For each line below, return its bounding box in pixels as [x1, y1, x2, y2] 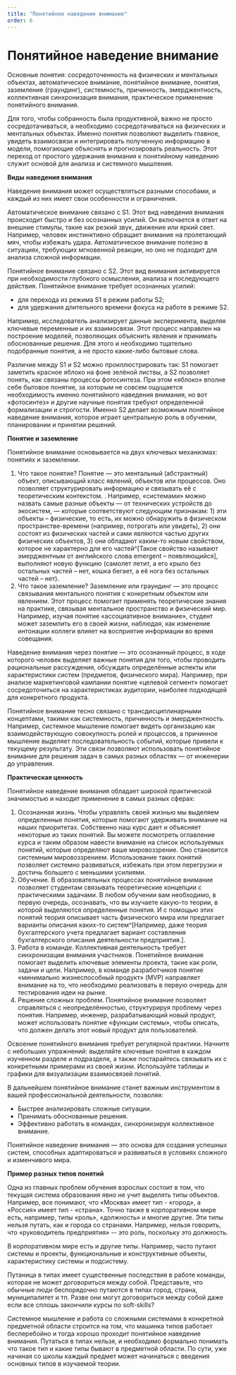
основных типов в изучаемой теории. [7, 1359, 121, 1368]
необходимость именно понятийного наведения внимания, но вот [7, 390, 208, 399]
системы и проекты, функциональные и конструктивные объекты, [7, 1249, 208, 1258]
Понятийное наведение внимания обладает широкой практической [7, 787, 212, 795]
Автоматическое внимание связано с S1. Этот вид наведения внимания [7, 208, 224, 216]
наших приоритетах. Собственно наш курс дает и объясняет [17, 823, 201, 831]
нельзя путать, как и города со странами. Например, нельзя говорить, [7, 1221, 222, 1229]
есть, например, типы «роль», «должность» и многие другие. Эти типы [7, 1213, 224, 1222]
